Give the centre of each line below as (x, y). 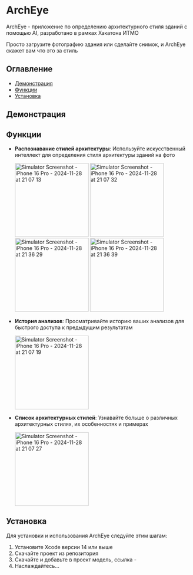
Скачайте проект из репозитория (56, 553)
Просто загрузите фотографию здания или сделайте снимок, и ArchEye (96, 44)
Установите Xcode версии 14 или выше (64, 547)
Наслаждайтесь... (37, 566)
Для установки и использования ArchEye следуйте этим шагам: (87, 535)
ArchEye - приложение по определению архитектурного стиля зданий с (97, 27)
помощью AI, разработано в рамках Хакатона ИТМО (73, 32)
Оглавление (29, 69)
